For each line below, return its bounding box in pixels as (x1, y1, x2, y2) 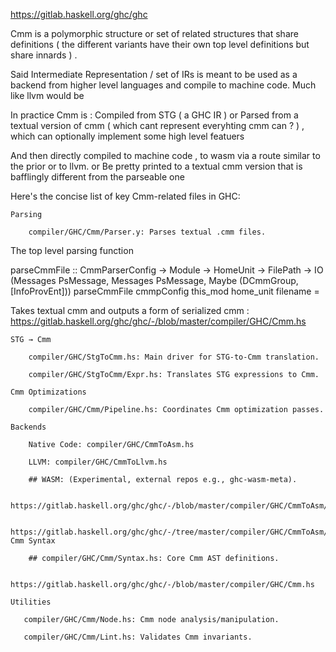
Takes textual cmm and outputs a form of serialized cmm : (10, 305, 250, 316)
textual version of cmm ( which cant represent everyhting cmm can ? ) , (10, 120, 305, 131)
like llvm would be (10, 90, 85, 101)
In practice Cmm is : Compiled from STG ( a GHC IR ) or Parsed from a (10, 109, 299, 121)
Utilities (10, 597, 52, 607)
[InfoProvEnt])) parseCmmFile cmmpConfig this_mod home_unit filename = (10, 285, 320, 297)
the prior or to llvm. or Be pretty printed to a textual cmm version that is (10, 160, 303, 172)
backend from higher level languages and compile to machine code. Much (10, 79, 317, 91)
